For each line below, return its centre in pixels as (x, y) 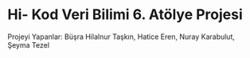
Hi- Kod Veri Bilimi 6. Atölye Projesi (125, 15)
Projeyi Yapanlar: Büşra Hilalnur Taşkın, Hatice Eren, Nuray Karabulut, (121, 37)
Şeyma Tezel (28, 44)
